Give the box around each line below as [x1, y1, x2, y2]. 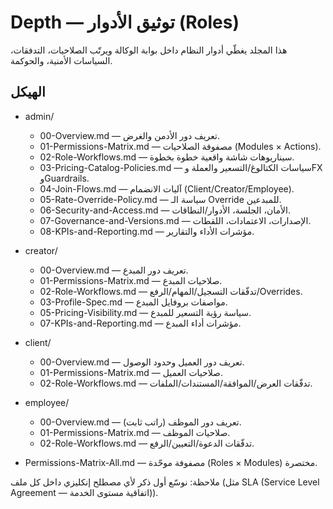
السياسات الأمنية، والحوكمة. [10, 54, 113, 66]
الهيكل [10, 84, 46, 101]
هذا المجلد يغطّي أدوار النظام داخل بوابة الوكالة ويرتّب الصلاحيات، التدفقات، [10, 44, 288, 56]
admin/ [24, 110, 55, 122]
